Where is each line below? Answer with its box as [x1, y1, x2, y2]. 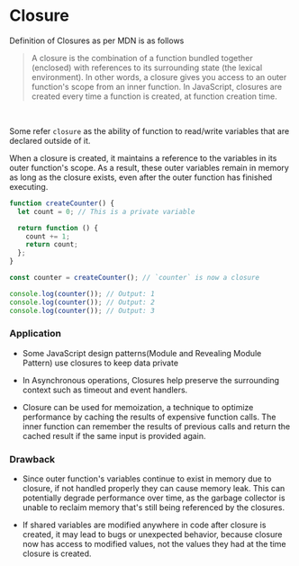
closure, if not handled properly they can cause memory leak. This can [22, 483, 285, 494]
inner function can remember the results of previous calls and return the [22, 420, 291, 432]
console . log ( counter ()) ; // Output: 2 [9, 298, 155, 307]
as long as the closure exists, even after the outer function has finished [9, 172, 273, 183]
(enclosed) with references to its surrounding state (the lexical [31, 62, 263, 73]
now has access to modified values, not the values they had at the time [22, 539, 286, 550]
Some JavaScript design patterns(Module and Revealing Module [22, 347, 262, 358]
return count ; [25, 240, 78, 249]
